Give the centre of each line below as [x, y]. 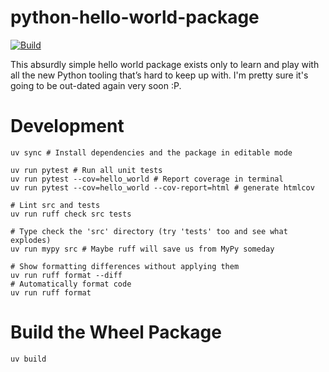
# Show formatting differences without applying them [125, 266]
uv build [28, 359]
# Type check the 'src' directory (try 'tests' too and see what [149, 231]
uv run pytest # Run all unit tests [86, 170]
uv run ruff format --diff [66, 275]
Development [67, 126]
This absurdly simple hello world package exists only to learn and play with [165, 64]
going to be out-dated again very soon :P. [96, 85]
